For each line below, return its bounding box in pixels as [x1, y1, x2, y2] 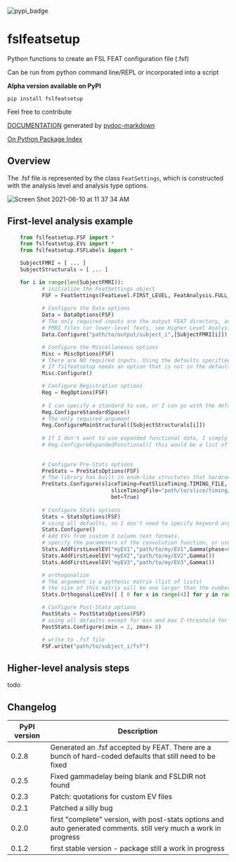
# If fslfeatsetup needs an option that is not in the [41, 363, 206, 370]
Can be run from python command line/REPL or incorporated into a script [7, 67, 219, 77]
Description [117, 726, 158, 736]
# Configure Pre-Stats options [41, 461, 133, 468]
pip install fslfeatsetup [7, 95, 83, 102]
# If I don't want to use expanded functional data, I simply [41, 435, 228, 442]
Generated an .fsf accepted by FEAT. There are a [50, 743, 211, 752]
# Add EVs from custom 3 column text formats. [41, 533, 181, 540]
